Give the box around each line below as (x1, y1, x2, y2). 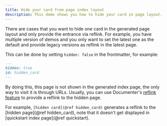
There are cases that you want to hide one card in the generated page (5, 25, 150, 31)
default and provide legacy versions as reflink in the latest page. (5, 41, 138, 47)
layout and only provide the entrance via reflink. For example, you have (5, 31, 152, 37)
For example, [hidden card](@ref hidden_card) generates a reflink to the (5, 104, 156, 110)
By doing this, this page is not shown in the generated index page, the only (5, 84, 159, 90)
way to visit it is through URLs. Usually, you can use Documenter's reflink (5, 89, 156, 95)
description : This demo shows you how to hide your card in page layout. (5, 12, 163, 17)
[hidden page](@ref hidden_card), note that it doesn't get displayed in (5, 109, 149, 115)
